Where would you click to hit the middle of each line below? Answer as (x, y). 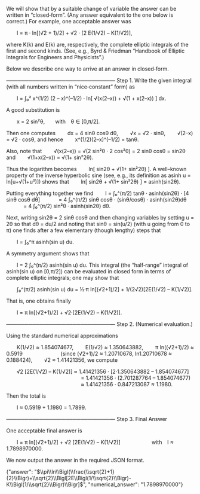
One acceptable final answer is (44, 431)
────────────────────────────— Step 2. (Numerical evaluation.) (99, 324)
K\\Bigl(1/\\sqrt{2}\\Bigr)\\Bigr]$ (45, 484)
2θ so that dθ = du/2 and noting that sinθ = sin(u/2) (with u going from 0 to (98, 224)
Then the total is (26, 396)
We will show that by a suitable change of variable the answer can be (91, 9)
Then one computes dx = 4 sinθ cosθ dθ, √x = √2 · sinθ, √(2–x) (100, 133)
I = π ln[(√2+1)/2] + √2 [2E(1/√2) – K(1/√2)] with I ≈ (96, 442)
